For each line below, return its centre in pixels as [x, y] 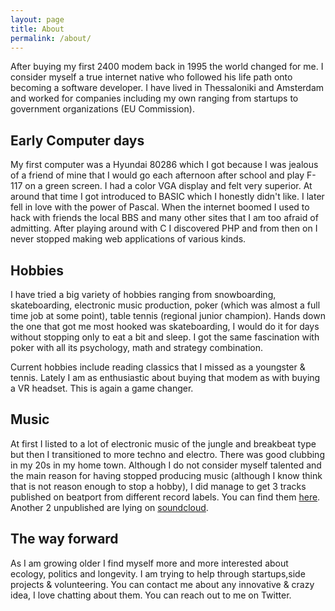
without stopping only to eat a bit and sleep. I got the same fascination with [165, 337]
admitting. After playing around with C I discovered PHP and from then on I [164, 228]
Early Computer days [77, 140]
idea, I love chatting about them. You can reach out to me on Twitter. [151, 595]
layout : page [37, 19]
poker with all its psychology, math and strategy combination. [136, 347]
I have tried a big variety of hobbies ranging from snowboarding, [143, 294]
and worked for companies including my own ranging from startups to [154, 98]
